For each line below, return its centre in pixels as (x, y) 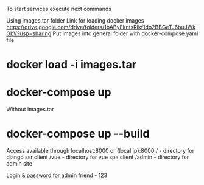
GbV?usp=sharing (29, 33)
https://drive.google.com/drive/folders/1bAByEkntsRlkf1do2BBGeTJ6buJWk (101, 27)
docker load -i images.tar (72, 65)
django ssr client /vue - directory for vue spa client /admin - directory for (98, 157)
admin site (19, 164)
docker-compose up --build (78, 134)
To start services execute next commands (59, 9)
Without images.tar (30, 110)
